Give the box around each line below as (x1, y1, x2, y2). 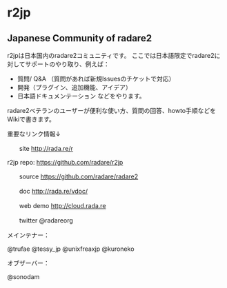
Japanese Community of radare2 (7, 32, 152, 44)
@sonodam (7, 273, 40, 280)
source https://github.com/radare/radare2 (19, 172, 139, 181)
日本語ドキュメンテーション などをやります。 (17, 92, 146, 100)
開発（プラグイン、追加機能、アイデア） (17, 83, 132, 91)
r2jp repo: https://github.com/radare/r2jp (7, 158, 124, 166)
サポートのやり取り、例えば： (25, 60, 110, 68)
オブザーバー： (7, 259, 50, 267)
